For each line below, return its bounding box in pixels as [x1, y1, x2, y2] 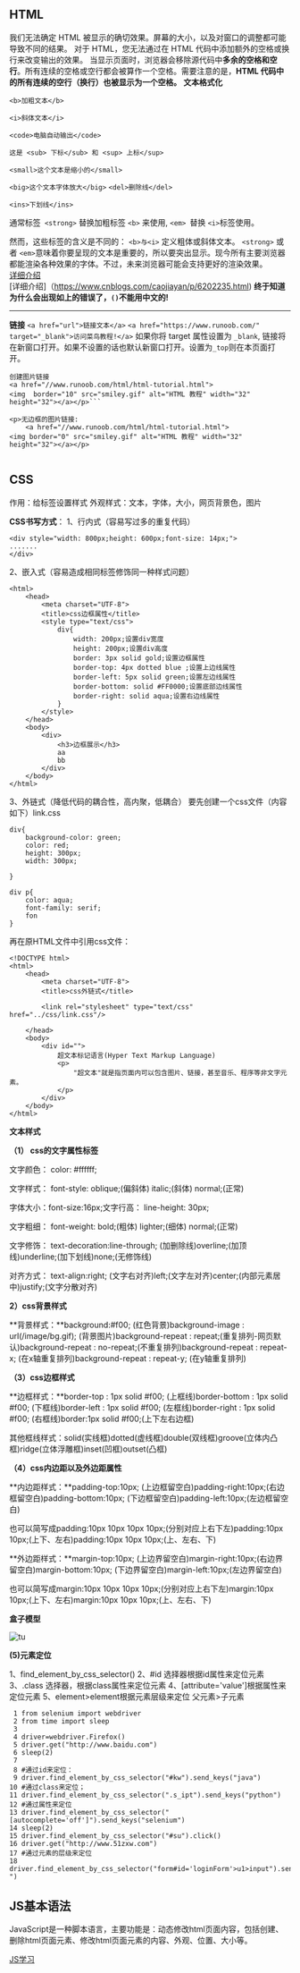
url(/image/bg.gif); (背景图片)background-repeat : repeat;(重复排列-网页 [9, 1330, 274, 1341]
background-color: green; [25, 833, 122, 842]
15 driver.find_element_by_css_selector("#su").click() [9, 1831, 221, 1841]
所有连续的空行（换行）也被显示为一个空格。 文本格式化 [16, 76, 223, 88]
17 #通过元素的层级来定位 [9, 1849, 92, 1858]
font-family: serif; [25, 903, 102, 912]
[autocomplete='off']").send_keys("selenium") [9, 1816, 186, 1825]
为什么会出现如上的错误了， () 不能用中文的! [9, 292, 170, 302]
